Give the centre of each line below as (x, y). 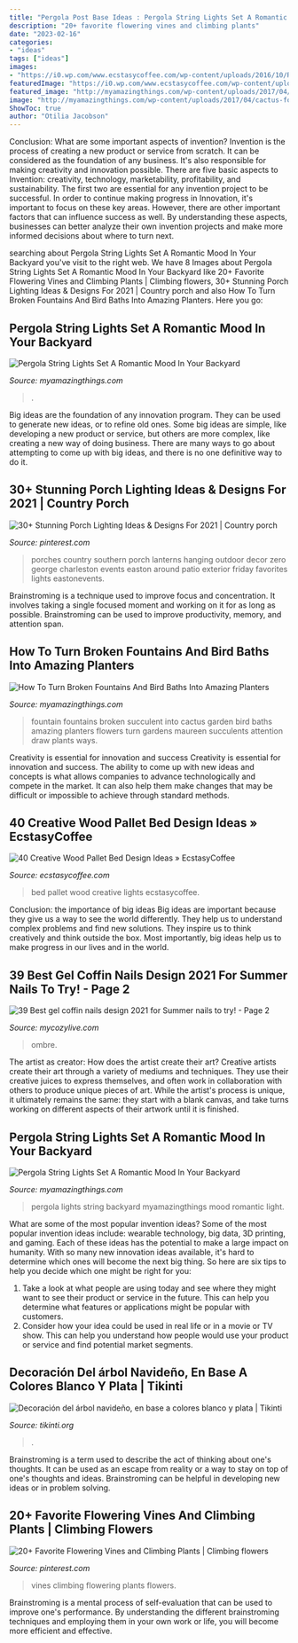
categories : (31, 42)
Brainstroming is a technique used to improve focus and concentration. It (142, 595)
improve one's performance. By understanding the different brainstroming (144, 1612)
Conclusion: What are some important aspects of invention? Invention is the (147, 142)
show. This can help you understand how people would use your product (155, 1335)
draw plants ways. (64, 740)
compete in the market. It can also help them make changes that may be (141, 785)
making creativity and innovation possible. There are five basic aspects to (144, 170)
